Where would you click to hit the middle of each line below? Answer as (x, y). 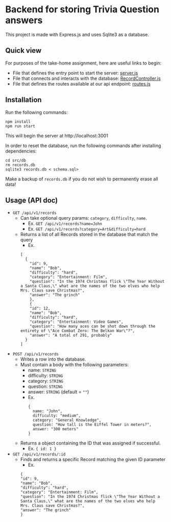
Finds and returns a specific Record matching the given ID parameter (93, 460)
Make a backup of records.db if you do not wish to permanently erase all (82, 179)
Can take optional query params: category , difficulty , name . (83, 218)
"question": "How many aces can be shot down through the (93, 326)
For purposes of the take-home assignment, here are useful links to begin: (83, 63)
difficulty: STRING (45, 375)
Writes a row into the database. (53, 359)
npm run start (20, 126)
